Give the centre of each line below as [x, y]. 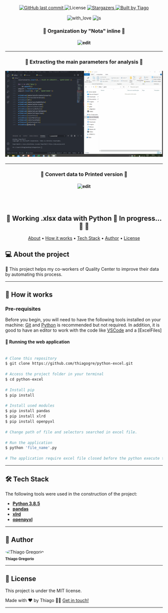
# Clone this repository [31, 358]
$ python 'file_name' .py [31, 448]
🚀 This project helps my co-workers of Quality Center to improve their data [82, 269]
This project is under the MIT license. [43, 591]
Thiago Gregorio [20, 559]
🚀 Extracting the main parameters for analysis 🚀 [84, 61]
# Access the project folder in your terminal [54, 374]
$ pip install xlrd [25, 416]
